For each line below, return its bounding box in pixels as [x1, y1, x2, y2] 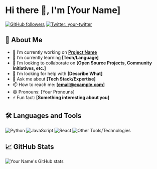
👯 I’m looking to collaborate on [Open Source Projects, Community [12, 60, 152, 66]
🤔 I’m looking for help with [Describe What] [12, 70, 103, 76]
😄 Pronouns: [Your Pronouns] [12, 89, 75, 95]
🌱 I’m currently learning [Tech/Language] [12, 54, 99, 60]
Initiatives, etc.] [12, 65, 46, 71]
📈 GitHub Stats [5, 142, 54, 151]
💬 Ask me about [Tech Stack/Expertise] [12, 75, 96, 82]
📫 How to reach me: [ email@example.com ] [12, 81, 105, 88]
